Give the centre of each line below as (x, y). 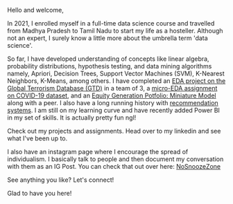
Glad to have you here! (40, 193)
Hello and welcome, (35, 10)
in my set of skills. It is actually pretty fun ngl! (72, 118)
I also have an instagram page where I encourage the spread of (98, 152)
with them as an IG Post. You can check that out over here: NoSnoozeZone (114, 166)
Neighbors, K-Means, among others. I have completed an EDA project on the (116, 81)
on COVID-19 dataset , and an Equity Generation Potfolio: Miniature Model (112, 95)
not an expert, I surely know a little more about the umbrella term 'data (107, 38)
